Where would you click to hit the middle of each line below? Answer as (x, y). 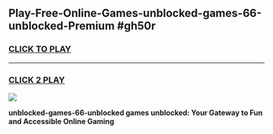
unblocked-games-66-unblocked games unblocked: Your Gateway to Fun (136, 112)
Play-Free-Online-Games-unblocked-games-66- (135, 13)
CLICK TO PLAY (40, 50)
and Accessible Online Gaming (61, 121)
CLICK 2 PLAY (37, 80)
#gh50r (136, 26)
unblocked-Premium (62, 26)
